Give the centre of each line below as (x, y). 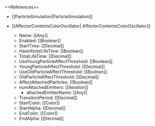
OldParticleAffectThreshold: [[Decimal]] (59, 77)
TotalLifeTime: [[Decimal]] (45, 56)
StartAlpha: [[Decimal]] (42, 108)
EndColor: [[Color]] (38, 113)
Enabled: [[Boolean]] (40, 41)
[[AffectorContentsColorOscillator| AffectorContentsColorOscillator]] (81, 26)
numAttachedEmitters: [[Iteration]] (54, 87)
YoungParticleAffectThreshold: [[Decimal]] (62, 66)
